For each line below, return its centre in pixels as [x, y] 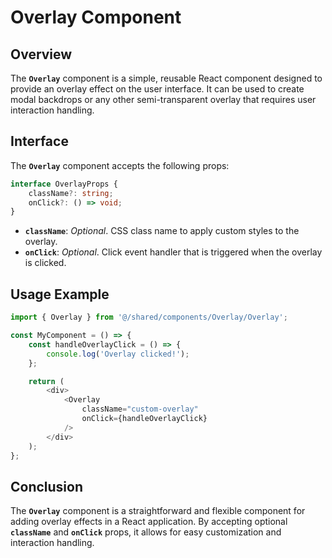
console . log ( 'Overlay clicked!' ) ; [118, 354]
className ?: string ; [71, 193]
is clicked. [45, 263]
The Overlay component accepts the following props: [120, 165]
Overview [41, 54]
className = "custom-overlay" [140, 409]
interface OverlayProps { [64, 184]
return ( [46, 381]
